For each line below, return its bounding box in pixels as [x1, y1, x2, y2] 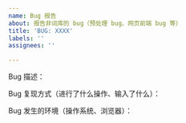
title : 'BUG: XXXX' [8, 27, 74, 35]
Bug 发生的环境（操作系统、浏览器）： [8, 106, 132, 116]
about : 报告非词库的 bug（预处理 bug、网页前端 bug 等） [8, 19, 182, 27]
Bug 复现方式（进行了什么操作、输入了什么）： [8, 89, 160, 99]
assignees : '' [8, 42, 56, 50]
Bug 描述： [8, 72, 45, 81]
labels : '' [8, 34, 45, 43]
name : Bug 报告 [8, 11, 57, 20]
